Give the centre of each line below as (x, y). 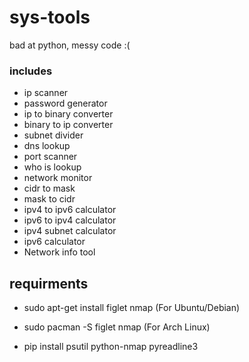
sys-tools (50, 17)
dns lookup (47, 146)
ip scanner (46, 93)
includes (31, 71)
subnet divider (53, 135)
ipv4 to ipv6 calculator (70, 210)
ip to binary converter (68, 114)
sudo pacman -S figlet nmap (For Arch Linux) (117, 327)
